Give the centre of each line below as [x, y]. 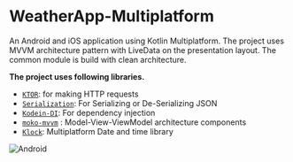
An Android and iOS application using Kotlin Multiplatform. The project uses [147, 41]
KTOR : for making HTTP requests [80, 94]
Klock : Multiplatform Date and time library [98, 131]
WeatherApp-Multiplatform [112, 16]
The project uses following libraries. [77, 76]
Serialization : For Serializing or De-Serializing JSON [120, 103]
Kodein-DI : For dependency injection [89, 112]
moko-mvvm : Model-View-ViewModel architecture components [134, 122]
